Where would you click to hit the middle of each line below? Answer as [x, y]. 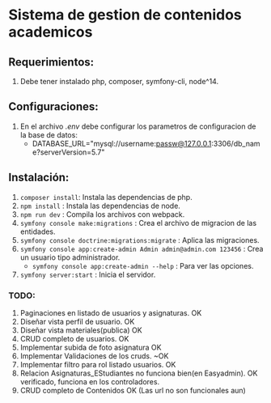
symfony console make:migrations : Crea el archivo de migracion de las [138, 223]
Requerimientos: [51, 62]
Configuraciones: [53, 107]
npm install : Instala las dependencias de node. [100, 206]
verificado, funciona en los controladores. [90, 381]
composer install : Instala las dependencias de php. [106, 197]
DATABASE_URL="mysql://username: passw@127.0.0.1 [122, 143]
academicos [51, 32]
